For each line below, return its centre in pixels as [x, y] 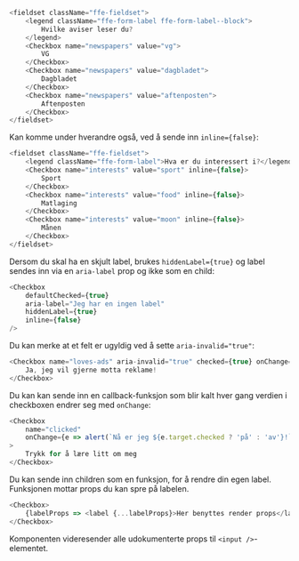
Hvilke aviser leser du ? [87, 29]
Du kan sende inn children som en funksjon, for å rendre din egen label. [140, 479]
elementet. [29, 548]
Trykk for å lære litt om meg [81, 454]
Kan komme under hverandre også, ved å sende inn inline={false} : [134, 137]
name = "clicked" [53, 429]
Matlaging [59, 203]
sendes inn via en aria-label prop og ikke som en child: [112, 270]
